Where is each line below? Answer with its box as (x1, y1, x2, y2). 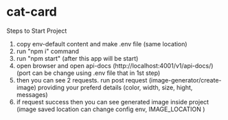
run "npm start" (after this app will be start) (16, 54, 139, 62)
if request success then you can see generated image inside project (16, 97, 209, 106)
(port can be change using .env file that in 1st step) (16, 69, 161, 77)
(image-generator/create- (148, 76, 222, 84)
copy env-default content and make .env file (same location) (16, 40, 187, 48)
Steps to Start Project (6, 27, 67, 35)
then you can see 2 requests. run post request (16, 76, 148, 84)
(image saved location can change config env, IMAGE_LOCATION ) (16, 105, 205, 113)
